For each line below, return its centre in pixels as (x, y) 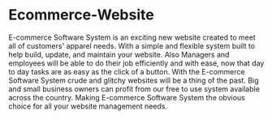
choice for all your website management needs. (88, 106)
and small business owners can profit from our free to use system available (134, 89)
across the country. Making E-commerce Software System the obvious (127, 97)
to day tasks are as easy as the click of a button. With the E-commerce (127, 71)
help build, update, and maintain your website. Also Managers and (119, 54)
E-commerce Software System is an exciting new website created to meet (132, 37)
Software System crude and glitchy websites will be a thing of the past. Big (134, 80)
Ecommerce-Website (81, 15)
